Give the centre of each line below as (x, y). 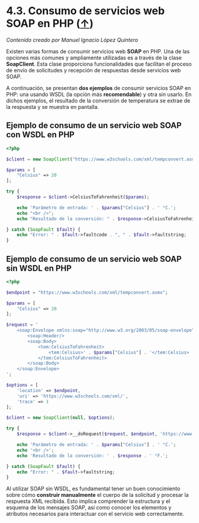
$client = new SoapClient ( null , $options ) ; (61, 418)
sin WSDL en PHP (39, 268)
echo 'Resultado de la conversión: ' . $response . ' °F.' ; (92, 455)
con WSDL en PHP (41, 135)
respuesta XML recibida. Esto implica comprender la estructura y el (88, 501)
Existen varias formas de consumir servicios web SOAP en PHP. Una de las (98, 51)
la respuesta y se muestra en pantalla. (53, 107)
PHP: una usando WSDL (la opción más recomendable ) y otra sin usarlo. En (99, 94)
